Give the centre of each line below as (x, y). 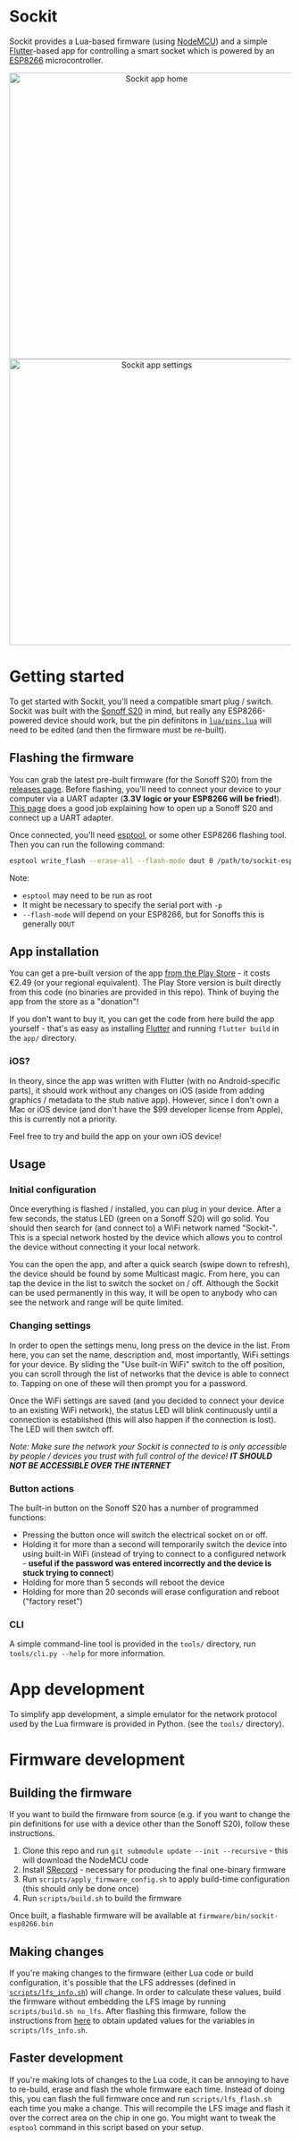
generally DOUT (49, 924)
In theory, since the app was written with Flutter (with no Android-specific (145, 1080)
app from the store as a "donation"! (74, 1002)
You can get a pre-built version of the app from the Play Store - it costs (140, 973)
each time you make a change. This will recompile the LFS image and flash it (150, 2108)
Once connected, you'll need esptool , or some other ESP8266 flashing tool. (148, 834)
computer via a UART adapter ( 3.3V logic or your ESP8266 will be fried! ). (146, 799)
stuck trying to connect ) (68, 1572)
